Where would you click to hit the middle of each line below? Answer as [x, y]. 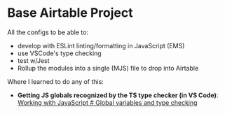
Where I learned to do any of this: [55, 81]
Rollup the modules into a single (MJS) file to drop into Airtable [108, 68]
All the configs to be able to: [48, 32]
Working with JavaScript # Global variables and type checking [107, 102]
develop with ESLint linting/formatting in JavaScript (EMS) [101, 45]
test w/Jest [34, 60]
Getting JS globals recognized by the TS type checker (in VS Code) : [118, 95]
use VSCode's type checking [59, 53]
